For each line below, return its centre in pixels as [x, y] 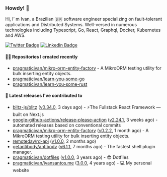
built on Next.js [28, 114]
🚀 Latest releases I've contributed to [44, 96]
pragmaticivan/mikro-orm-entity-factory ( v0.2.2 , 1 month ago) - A [81, 130]
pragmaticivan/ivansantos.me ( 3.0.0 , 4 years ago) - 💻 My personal [82, 163]
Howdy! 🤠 [17, 8]
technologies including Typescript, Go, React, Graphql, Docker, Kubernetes [83, 30]
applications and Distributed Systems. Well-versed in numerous [71, 25]
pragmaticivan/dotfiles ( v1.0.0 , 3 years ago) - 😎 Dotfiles [71, 157]
